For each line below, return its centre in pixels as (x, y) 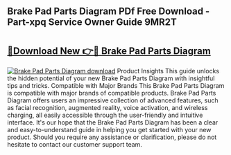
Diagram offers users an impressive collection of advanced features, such (113, 100)
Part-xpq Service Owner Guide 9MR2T (92, 22)
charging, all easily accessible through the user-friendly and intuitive (105, 115)
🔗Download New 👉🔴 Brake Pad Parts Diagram (109, 51)
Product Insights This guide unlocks (168, 71)
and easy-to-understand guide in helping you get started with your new (109, 130)
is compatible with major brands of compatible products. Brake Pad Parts (112, 93)
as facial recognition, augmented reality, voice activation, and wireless (108, 108)
